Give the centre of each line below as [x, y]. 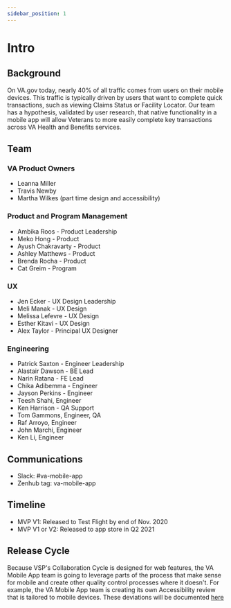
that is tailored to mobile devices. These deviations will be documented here [115, 597]
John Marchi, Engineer [49, 430]
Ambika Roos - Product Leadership [67, 231]
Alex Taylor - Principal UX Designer [67, 331]
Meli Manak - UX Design [52, 309]
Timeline [27, 505]
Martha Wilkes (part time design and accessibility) [89, 198]
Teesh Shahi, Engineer [49, 401]
